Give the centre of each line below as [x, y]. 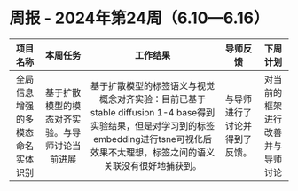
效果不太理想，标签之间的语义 [153, 152]
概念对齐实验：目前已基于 [153, 99]
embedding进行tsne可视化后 [153, 139]
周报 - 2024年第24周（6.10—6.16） [139, 18]
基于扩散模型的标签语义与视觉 [153, 85]
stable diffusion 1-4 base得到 [153, 112]
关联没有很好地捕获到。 [153, 165]
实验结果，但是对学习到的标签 [153, 125]
